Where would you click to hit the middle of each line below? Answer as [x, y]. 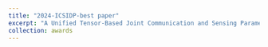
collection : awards [41, 30]
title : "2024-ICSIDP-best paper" [64, 16]
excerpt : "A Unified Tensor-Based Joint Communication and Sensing [123, 23]
